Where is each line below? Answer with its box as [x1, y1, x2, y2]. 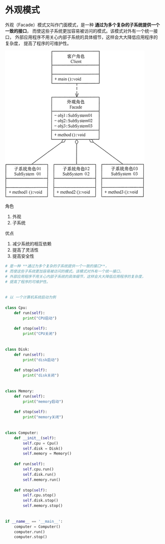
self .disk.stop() [23, 498, 58, 503]
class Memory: [5, 388, 35, 393]
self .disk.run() [23, 472, 56, 477]
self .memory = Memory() [23, 451, 72, 456]
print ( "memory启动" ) [23, 399, 64, 404]
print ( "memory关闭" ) [23, 415, 64, 420]
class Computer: [5, 430, 39, 435]
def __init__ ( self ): [14, 435, 56, 440]
